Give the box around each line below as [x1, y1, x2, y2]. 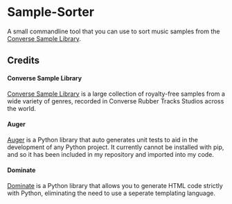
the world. [7, 104, 37, 112]
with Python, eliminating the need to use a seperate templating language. [7, 189, 216, 197]
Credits [7, 55, 40, 67]
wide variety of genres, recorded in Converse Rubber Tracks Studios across [7, 96, 224, 105]
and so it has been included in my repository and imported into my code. [7, 150, 215, 158]
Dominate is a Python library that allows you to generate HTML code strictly [7, 181, 223, 189]
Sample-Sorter [7, 4, 95, 20]
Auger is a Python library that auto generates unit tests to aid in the [7, 135, 199, 144]
